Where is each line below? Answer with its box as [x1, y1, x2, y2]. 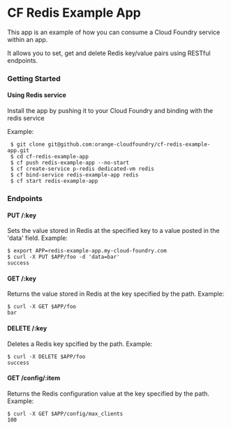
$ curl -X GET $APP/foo [7, 303, 77, 310]
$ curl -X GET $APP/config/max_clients [7, 410, 124, 417]
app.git [7, 147, 30, 154]
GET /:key [7, 274, 37, 283]
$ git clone [10, 141, 45, 148]
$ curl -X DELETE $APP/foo [7, 353, 86, 360]
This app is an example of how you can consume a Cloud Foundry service [7, 28, 221, 36]
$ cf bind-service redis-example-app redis [10, 172, 139, 179]
